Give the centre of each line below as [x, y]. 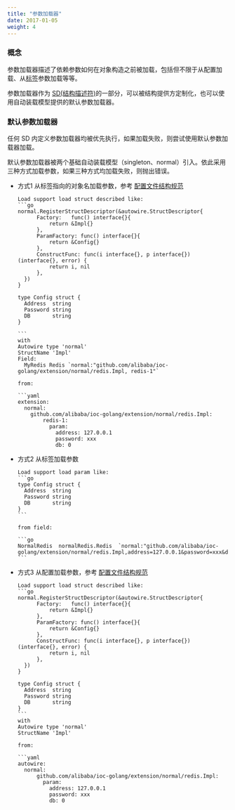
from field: [35, 528]
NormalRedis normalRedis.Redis [65, 546]
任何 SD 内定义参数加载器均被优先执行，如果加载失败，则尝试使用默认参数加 [117, 138]
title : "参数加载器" [34, 14]
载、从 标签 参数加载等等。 [44, 78]
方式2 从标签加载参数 [48, 459]
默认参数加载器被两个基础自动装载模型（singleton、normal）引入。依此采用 [116, 162]
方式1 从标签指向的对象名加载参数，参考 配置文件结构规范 [100, 185]
